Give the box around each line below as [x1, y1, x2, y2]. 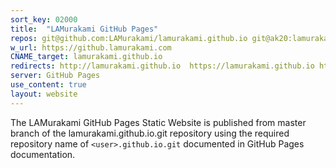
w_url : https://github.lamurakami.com [10, 42, 172, 53]
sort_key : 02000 [10, 14, 78, 25]
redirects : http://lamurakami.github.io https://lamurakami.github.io [10, 61, 315, 71]
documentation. [10, 148, 76, 160]
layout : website [10, 89, 78, 99]
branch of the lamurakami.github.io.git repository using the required [10, 127, 290, 139]
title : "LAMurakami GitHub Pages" [10, 24, 159, 34]
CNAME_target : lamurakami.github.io [10, 52, 163, 62]
